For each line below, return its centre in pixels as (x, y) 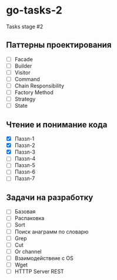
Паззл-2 (25, 145)
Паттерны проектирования (59, 45)
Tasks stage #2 (25, 26)
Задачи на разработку (50, 197)
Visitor (22, 72)
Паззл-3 (25, 152)
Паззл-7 (25, 179)
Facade (24, 59)
